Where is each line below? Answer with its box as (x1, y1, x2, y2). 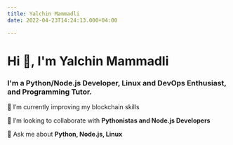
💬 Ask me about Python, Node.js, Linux (7, 130, 123, 138)
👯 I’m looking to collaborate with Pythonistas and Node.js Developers (7, 116, 211, 125)
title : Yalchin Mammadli (7, 10, 80, 18)
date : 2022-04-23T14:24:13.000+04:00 (7, 17, 118, 24)
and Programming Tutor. (7, 87, 93, 97)
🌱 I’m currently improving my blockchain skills (7, 102, 140, 111)
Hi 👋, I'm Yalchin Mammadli (7, 53, 169, 69)
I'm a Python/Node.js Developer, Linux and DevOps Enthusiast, (7, 78, 227, 88)
